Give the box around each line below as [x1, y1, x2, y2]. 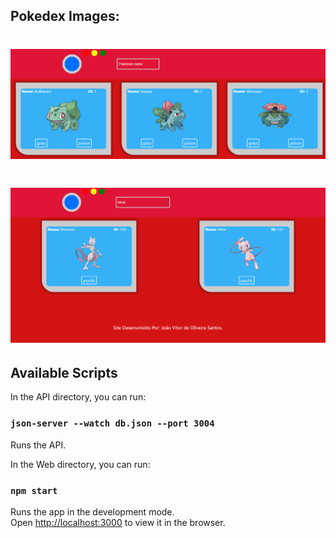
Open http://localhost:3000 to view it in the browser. [10, 516, 226, 528]
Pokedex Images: [10, 8, 120, 25]
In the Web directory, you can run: [10, 458, 151, 470]
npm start [10, 485, 58, 496]
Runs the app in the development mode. [10, 505, 175, 518]
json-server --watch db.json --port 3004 [10, 418, 215, 429]
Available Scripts [10, 364, 118, 381]
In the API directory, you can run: [10, 391, 147, 403]
